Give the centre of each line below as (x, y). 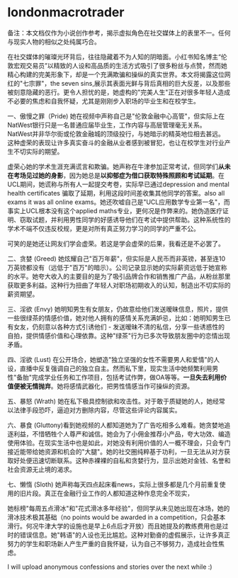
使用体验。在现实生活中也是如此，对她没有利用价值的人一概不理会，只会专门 (119, 443)
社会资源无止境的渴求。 (41, 469)
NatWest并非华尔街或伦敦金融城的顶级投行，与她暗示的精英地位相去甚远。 (116, 134)
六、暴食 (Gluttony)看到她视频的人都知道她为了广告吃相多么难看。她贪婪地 (116, 425)
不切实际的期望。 (38, 151)
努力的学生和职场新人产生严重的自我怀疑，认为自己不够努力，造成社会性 (113, 543)
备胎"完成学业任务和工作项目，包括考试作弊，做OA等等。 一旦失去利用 (119, 377)
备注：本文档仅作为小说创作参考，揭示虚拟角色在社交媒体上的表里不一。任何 (119, 33)
